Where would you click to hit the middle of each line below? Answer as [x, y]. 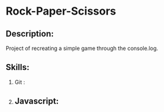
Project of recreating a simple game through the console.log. [82, 48]
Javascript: [37, 101]
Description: [30, 34]
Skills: [18, 67]
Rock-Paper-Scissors [61, 11]
